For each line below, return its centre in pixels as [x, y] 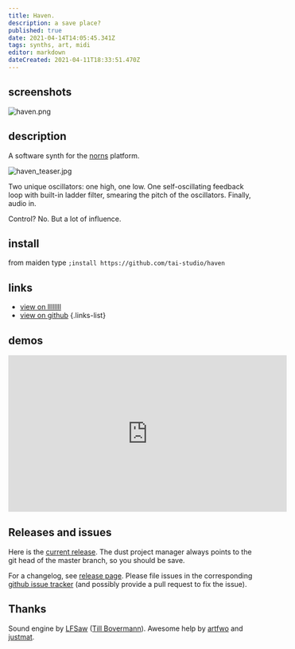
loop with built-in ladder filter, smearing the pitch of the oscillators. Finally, [130, 195]
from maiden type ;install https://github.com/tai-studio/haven [116, 262]
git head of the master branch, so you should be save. [97, 560]
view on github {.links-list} [62, 316]
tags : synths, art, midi [49, 45]
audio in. [23, 203]
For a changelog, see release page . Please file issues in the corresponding [130, 575]
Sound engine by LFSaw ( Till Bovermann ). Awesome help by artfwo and [126, 628]
